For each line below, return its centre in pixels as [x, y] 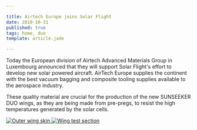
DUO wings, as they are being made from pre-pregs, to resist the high [91, 103]
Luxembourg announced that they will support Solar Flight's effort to [89, 67]
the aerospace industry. [35, 85]
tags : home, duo [26, 33]
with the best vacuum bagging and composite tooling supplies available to [96, 79]
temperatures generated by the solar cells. [58, 109]
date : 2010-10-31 [27, 22]
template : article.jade [35, 39]
